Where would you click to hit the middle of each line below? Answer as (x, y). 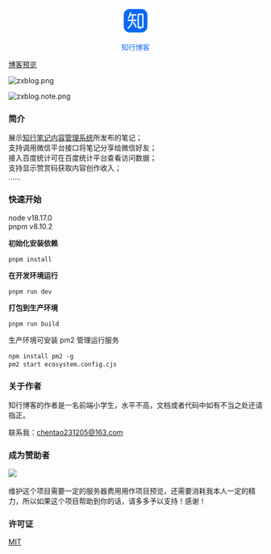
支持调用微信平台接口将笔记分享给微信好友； (83, 148)
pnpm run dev (30, 292)
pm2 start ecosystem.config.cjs (63, 364)
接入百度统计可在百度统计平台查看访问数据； (83, 158)
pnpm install (30, 259)
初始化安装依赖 (33, 243)
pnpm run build (34, 324)
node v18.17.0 (30, 217)
